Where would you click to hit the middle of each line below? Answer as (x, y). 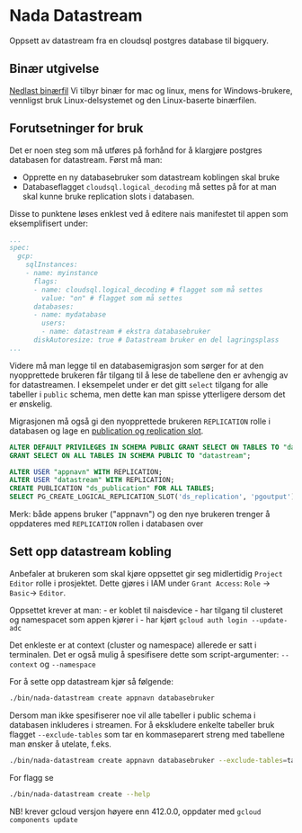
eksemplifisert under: (49, 223)
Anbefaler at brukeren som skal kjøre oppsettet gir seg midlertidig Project (146, 573)
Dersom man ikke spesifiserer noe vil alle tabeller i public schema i (133, 715)
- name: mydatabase (69, 315)
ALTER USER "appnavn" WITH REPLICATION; (86, 472)
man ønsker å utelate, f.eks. (61, 744)
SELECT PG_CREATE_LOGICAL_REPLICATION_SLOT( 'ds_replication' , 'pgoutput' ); (154, 497)
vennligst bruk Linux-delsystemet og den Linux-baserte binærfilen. (133, 100)
